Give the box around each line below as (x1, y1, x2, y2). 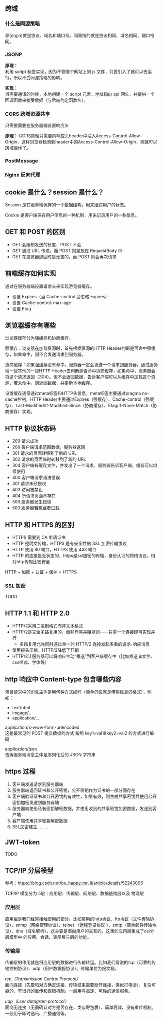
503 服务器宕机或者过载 (12, 505, 60, 511)
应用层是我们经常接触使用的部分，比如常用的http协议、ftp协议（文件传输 (5, 916, 150, 922)
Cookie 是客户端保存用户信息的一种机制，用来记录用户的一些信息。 (5, 212, 140, 218)
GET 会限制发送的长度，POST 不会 (12, 241, 81, 247)
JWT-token (5, 838, 40, 846)
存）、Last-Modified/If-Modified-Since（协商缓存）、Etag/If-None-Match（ (5, 403, 153, 409)
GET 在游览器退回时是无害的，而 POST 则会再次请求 (12, 253, 117, 259)
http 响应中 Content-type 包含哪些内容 (5, 675, 122, 683)
